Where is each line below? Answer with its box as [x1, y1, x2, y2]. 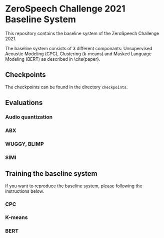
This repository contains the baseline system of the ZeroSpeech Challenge [5, 30, 159, 36]
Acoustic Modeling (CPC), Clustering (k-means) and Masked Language [5, 51, 151, 57]
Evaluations [5, 98, 43, 107]
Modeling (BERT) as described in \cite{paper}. [5, 56, 100, 62]
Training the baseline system [5, 169, 97, 178]
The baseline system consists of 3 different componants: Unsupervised [5, 45, 152, 51]
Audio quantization [5, 113, 53, 121]
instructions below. [5, 188, 44, 194]
